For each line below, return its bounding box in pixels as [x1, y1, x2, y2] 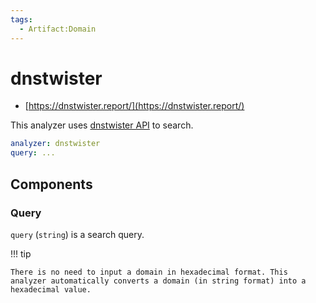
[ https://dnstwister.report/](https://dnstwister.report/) [24, 100, 245, 112]
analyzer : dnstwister [10, 139, 101, 149]
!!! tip [10, 247, 32, 260]
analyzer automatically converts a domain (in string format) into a [10, 276, 307, 286]
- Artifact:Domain [19, 24, 97, 34]
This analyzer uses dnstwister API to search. [10, 119, 194, 131]
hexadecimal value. [10, 284, 92, 295]
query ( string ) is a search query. [10, 228, 145, 240]
